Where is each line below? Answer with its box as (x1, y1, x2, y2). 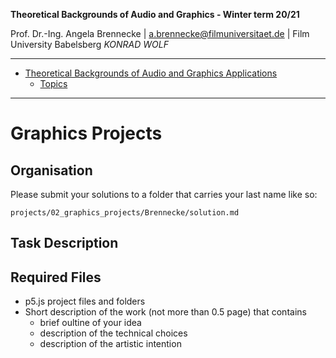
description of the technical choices (39, 327, 188, 339)
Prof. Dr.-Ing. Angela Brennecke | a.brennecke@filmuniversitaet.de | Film (10, 28, 310, 39)
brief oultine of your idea (39, 317, 142, 329)
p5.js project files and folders (24, 295, 146, 308)
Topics (39, 78, 68, 89)
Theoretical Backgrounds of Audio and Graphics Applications (24, 67, 278, 79)
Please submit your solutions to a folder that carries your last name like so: (10, 189, 318, 200)
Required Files (10, 269, 102, 286)
